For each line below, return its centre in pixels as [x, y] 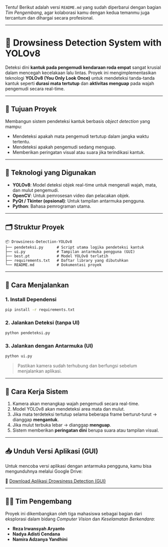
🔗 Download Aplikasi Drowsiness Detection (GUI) [55, 481]
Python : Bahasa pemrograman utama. [52, 206]
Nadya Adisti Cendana [36, 534]
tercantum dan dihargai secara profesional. [49, 18]
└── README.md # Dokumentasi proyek [53, 265]
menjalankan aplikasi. [39, 371]
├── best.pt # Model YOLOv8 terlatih [57, 256]
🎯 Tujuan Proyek [31, 109]
